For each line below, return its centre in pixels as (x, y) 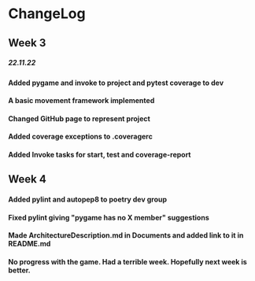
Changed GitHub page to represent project (79, 118)
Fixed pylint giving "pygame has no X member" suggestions (109, 217)
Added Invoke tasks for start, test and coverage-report (100, 154)
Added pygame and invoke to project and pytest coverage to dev (116, 83)
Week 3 (27, 43)
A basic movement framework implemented (81, 101)
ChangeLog (47, 14)
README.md (30, 244)
